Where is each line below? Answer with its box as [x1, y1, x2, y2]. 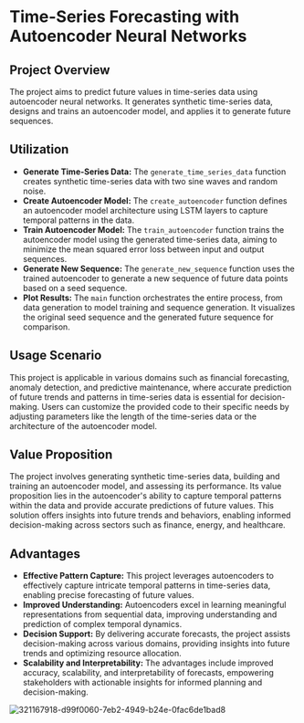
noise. [22, 185, 47, 196]
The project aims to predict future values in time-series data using [9, 87, 258, 97]
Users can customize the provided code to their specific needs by [41, 401, 289, 412]
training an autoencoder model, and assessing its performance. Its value [9, 481, 282, 492]
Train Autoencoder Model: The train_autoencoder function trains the [22, 224, 285, 235]
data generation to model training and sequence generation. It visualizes [22, 301, 296, 312]
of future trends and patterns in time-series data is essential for [9, 391, 248, 403]
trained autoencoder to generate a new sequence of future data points [22, 272, 288, 284]
